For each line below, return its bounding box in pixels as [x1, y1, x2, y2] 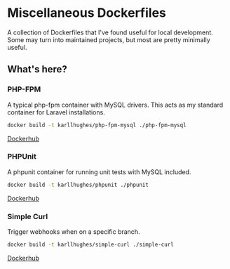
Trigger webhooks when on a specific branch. [7, 227, 140, 236]
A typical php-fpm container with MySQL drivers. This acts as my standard [7, 100, 224, 109]
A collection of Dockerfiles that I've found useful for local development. [7, 28, 214, 37]
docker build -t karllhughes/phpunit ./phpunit [7, 181, 149, 188]
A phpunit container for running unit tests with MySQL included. [7, 167, 191, 176]
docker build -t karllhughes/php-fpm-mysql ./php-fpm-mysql [7, 122, 187, 129]
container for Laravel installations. [7, 107, 105, 117]
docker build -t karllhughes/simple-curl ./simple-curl [7, 241, 174, 248]
